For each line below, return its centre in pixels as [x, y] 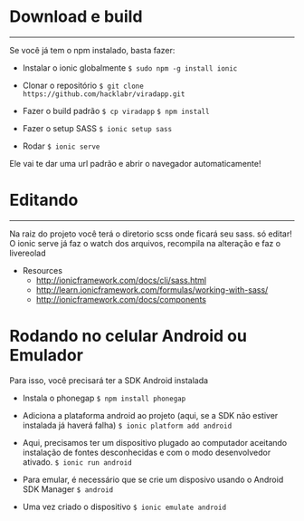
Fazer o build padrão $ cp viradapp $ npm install [116, 111]
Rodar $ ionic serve [61, 146]
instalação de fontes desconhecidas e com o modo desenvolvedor [147, 452]
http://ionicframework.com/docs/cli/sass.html [121, 280]
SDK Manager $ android [68, 489]
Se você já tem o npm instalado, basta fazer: [92, 50]
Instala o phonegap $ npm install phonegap [104, 398]
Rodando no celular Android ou [128, 336]
